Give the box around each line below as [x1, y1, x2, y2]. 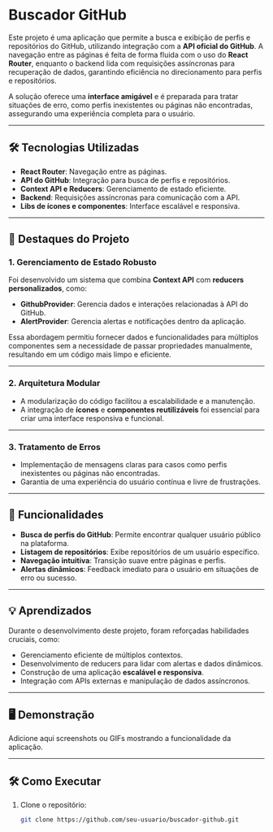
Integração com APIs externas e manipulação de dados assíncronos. [19, 676, 250, 686]
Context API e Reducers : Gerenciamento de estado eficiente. [19, 184, 227, 193]
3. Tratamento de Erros [8, 441, 102, 453]
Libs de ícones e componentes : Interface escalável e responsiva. [19, 201, 240, 210]
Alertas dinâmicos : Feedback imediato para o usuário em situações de [19, 564, 259, 574]
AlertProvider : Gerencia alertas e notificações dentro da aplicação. [19, 317, 246, 327]
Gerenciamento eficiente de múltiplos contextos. [19, 650, 184, 660]
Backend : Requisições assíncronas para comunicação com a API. [19, 193, 240, 202]
